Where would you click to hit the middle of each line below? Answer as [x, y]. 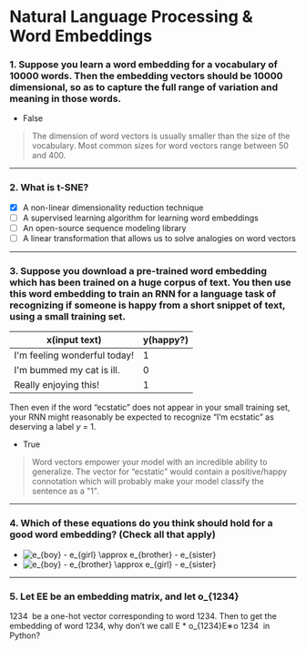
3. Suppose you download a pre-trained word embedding [138, 270]
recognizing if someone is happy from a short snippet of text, [148, 305]
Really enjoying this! [57, 385]
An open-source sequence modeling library [104, 228]
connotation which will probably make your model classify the [148, 482]
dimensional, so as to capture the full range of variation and [144, 87]
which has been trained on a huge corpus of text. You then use [150, 282]
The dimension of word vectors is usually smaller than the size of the [161, 136]
